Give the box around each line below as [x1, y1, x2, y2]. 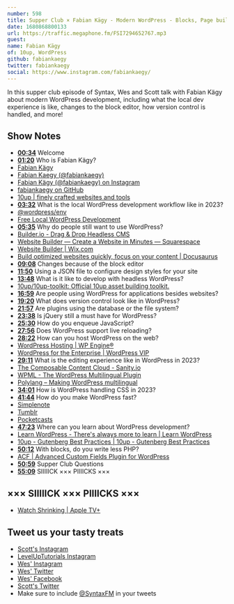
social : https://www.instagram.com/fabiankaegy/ [7, 68, 151, 75]
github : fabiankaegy [7, 56, 68, 63]
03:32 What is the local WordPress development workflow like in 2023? [17, 200, 224, 209]
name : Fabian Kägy [7, 43, 61, 50]
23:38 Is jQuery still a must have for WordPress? [17, 312, 157, 320]
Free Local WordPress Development [17, 216, 120, 224]
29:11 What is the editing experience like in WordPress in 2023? [17, 356, 201, 365]
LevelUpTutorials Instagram [17, 552, 96, 560]
